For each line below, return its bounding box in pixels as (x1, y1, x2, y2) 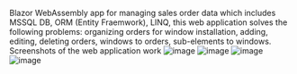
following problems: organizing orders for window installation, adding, (9, 27, 268, 37)
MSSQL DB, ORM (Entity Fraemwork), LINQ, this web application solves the (9, 17, 288, 28)
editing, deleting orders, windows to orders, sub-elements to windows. (9, 36, 272, 46)
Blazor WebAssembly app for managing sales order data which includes (9, 8, 276, 18)
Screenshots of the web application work (9, 45, 162, 56)
